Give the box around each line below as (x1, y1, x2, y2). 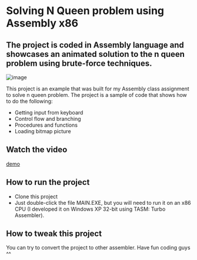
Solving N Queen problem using (6, 4, 165, 18)
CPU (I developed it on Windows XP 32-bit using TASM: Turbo (14, 205, 166, 212)
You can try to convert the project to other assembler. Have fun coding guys (6, 244, 191, 251)
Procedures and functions (14, 121, 78, 129)
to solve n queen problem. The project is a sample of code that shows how (6, 92, 187, 98)
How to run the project (6, 177, 90, 187)
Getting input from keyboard (14, 109, 84, 116)
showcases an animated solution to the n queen (6, 49, 185, 59)
